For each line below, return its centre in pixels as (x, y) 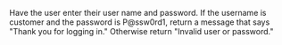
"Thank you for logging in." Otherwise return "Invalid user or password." (141, 31)
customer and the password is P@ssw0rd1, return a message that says (140, 22)
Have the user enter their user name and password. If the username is (138, 13)
